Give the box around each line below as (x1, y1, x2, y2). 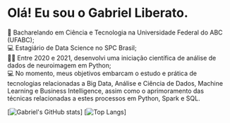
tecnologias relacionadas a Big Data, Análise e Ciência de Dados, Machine (7, 79, 224, 87)
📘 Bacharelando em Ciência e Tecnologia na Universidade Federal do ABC (7, 28, 224, 37)
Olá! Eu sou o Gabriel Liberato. (7, 5, 188, 21)
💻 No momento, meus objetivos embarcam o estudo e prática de (7, 69, 198, 77)
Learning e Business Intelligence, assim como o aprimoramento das (7, 86, 205, 95)
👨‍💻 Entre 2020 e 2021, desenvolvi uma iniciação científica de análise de (7, 53, 217, 62)
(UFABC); (7, 35, 35, 44)
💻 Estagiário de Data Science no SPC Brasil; (7, 44, 137, 52)
